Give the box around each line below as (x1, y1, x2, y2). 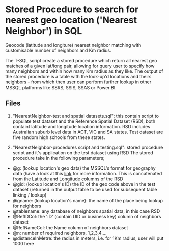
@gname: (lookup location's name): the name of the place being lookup (12, 197, 163, 203)
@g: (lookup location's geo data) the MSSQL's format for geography (12, 164, 156, 171)
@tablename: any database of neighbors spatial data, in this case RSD (12, 208, 160, 214)
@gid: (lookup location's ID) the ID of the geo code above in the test (12, 181, 156, 187)
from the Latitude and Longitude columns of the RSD (12, 176, 124, 182)
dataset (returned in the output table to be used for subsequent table (12, 186, 157, 192)
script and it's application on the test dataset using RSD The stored (12, 149, 153, 156)
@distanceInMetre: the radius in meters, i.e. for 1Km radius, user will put (12, 235, 164, 241)
